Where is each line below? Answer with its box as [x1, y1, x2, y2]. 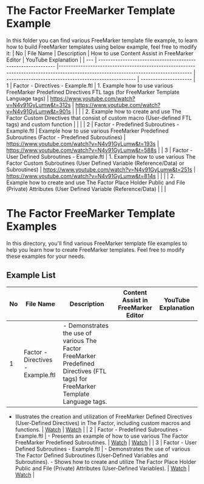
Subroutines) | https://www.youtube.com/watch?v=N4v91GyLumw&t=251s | [6, 165, 196, 173]
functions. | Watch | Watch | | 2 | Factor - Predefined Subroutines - [15, 426, 182, 433]
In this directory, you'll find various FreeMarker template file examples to [6, 240, 188, 247]
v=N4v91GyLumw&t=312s [6, 101, 71, 108]
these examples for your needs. [6, 252, 86, 260]
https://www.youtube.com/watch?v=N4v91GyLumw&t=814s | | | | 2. [6, 172, 175, 179]
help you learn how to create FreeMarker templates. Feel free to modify [6, 246, 185, 253]
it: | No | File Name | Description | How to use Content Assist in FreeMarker [6, 49, 194, 57]
